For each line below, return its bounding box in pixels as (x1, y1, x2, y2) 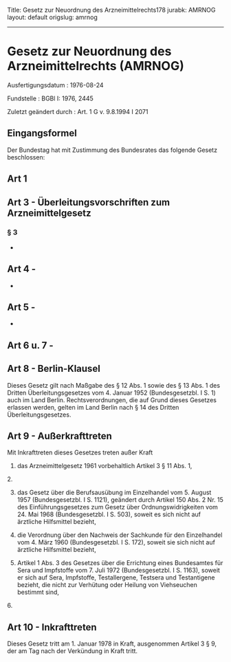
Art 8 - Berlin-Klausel (7, 363, 101, 375)
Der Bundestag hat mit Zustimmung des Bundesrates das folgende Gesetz (7, 146, 218, 154)
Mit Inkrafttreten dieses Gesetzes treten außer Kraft (7, 448, 153, 456)
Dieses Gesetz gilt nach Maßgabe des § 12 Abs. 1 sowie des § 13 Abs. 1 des (7, 381, 221, 389)
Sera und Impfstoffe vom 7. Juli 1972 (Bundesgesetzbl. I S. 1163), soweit (16, 566, 220, 575)
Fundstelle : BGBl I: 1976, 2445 (7, 94, 94, 102)
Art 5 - (7, 302, 36, 313)
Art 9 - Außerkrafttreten (7, 430, 112, 442)
